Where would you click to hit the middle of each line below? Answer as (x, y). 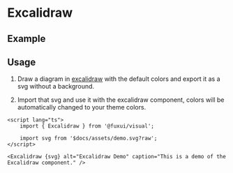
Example (27, 39)
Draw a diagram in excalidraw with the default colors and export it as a (119, 79)
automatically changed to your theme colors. (82, 107)
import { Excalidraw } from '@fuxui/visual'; (87, 126)
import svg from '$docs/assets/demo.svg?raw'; (89, 138)
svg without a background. (56, 86)
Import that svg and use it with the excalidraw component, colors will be (121, 100)
